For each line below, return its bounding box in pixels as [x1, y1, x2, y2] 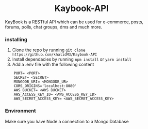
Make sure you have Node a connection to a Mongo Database [5, 118, 129, 124]
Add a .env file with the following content [12, 61, 94, 68]
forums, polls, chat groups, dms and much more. [5, 24, 102, 29]
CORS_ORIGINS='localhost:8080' [14, 84, 77, 88]
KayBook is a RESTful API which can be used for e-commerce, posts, [5, 19, 144, 25]
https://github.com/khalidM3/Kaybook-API [12, 52, 97, 57]
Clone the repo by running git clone [12, 47, 86, 53]
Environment [5, 107, 36, 114]
